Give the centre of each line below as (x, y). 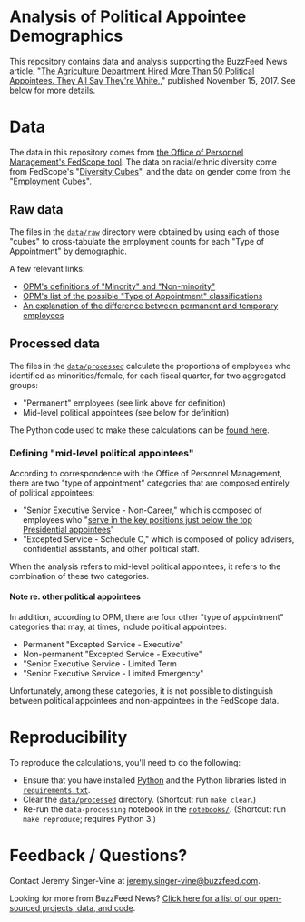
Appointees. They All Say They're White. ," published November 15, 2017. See (152, 80)
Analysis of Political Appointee (128, 17)
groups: (24, 385)
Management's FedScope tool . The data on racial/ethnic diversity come (143, 162)
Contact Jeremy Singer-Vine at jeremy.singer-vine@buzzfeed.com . (135, 880)
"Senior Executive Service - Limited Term (99, 664)
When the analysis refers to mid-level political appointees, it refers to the (145, 566)
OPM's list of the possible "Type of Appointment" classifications (143, 296)
